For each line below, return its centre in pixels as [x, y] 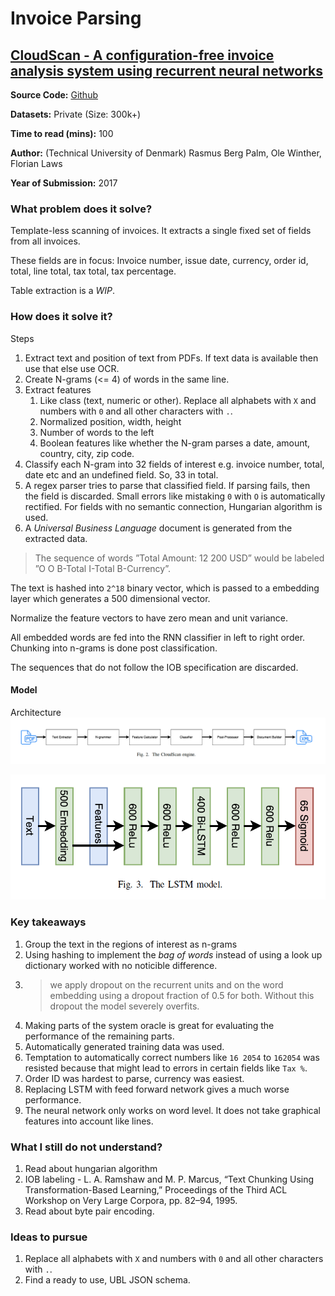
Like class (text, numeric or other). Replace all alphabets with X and [178, 400]
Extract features [58, 389]
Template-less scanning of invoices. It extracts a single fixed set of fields [161, 231]
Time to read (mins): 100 [62, 133]
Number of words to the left [97, 432]
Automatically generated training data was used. [124, 1046]
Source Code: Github [54, 95]
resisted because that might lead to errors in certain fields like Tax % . [166, 1068]
